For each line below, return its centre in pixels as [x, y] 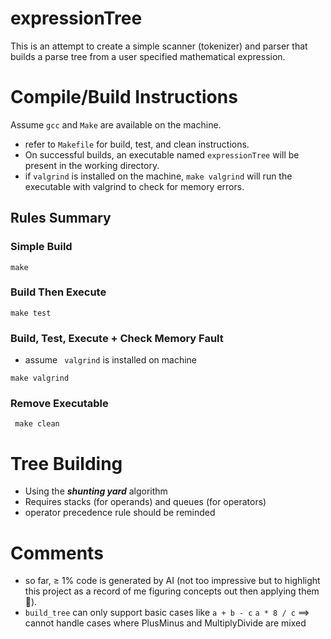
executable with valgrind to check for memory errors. [134, 186]
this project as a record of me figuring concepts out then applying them [172, 591]
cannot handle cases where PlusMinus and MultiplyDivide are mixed [165, 623]
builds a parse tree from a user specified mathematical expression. [148, 56]
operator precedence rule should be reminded [120, 513]
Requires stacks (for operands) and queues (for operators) [145, 502]
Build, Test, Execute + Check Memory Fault [117, 338]
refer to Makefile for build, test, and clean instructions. [137, 144]
